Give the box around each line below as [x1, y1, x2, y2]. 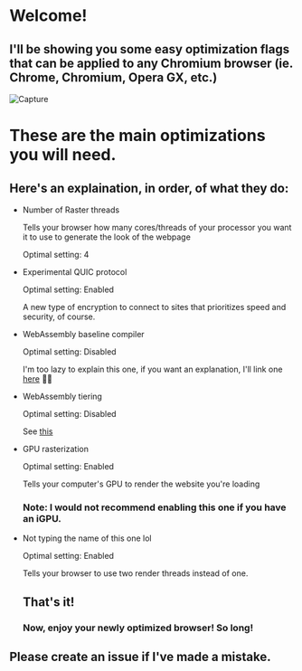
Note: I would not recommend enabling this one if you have [22, 501, 287, 514]
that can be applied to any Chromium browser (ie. [9, 55, 294, 71]
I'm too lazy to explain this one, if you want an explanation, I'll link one [22, 364, 283, 374]
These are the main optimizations [9, 126, 266, 146]
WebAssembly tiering [22, 391, 102, 402]
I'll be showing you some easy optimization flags [9, 42, 290, 57]
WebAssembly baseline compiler [22, 329, 145, 339]
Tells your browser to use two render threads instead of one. [22, 568, 249, 579]
